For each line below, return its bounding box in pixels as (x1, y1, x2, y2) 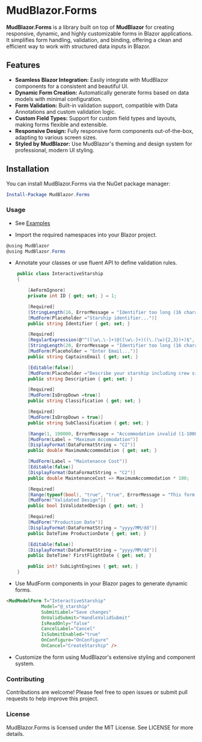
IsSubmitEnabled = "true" (41, 631, 101, 638)
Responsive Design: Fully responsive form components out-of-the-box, (14, 127, 194, 134)
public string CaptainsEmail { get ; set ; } (28, 353, 138, 360)
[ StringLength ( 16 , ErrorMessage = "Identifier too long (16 (28, 309, 182, 315)
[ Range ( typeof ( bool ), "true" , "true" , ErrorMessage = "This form (28, 492, 195, 498)
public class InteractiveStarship (17, 271, 103, 277)
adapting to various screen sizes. (14, 134, 97, 141)
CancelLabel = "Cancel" (41, 626, 96, 632)
